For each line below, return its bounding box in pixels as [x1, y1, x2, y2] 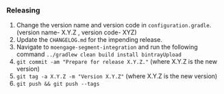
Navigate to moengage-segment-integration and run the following [16, 43, 198, 51]
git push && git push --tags [16, 81, 100, 88]
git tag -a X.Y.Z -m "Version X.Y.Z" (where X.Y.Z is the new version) [16, 72, 218, 80]
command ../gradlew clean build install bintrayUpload [16, 50, 182, 58]
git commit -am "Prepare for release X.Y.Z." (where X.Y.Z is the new [16, 58, 217, 66]
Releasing [6, 5, 40, 15]
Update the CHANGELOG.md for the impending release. [16, 36, 162, 44]
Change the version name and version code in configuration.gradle [16, 21, 210, 30]
